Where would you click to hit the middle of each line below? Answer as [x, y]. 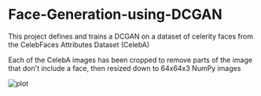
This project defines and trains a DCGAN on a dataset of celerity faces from [131, 36]
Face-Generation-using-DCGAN [115, 15]
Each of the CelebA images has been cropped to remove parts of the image [130, 60]
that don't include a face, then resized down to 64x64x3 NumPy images [125, 68]
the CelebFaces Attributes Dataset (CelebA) [79, 44]
